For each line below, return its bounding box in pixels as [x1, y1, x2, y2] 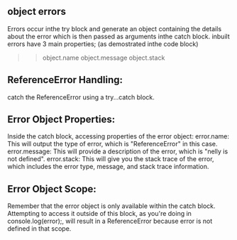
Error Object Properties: [7, 114, 116, 126]
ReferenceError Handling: [7, 74, 123, 86]
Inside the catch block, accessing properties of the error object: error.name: [7, 132, 229, 141]
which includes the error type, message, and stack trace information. [7, 163, 209, 171]
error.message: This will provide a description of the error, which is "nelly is [7, 147, 228, 156]
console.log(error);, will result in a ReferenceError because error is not [7, 217, 213, 226]
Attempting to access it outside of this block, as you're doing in [7, 209, 192, 218]
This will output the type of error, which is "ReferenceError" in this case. [7, 140, 218, 148]
